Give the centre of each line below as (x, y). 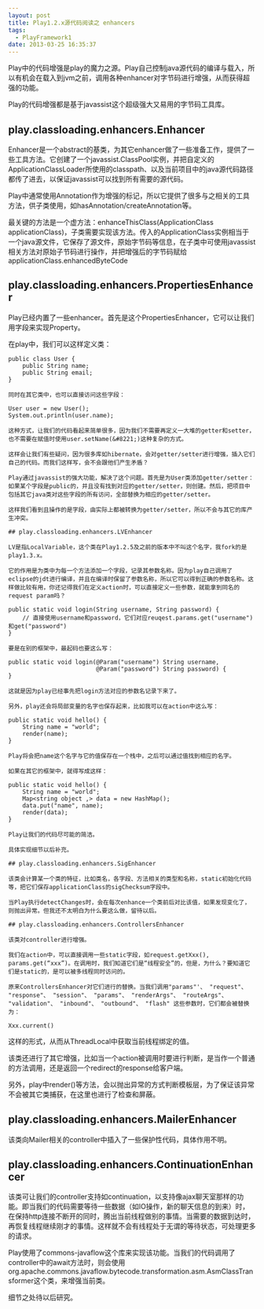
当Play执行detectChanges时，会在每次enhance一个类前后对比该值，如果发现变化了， (129, 902)
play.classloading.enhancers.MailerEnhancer (123, 1120)
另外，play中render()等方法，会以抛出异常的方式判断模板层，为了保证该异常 (132, 1084)
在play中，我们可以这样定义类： (60, 344)
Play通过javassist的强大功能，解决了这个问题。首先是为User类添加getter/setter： (131, 478)
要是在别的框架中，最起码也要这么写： (61, 648)
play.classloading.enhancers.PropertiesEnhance (131, 285)
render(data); (45, 812)
